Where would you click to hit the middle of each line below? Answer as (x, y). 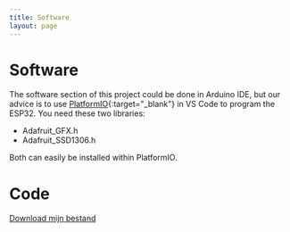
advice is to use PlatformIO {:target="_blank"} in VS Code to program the (142, 104)
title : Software (39, 17)
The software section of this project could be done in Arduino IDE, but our (145, 95)
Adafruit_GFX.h (50, 131)
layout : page (33, 26)
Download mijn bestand (53, 219)
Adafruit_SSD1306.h (59, 140)
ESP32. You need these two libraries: (77, 113)
